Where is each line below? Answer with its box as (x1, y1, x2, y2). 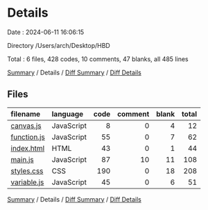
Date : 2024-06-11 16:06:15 (7, 28, 85, 36)
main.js (10, 154, 34, 164)
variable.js (10, 177, 44, 187)
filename (10, 109, 41, 119)
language (51, 109, 84, 119)
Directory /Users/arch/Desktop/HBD (7, 41, 111, 49)
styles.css (10, 165, 44, 175)
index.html (10, 143, 45, 153)
